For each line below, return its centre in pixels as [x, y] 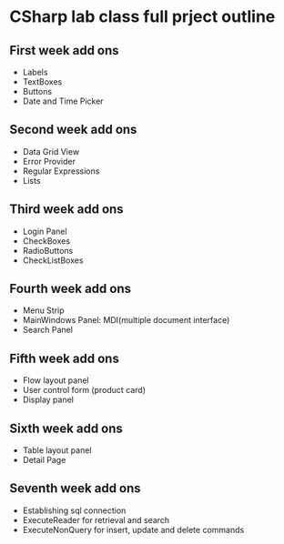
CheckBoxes [46, 241]
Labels [35, 72]
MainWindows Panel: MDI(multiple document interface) [126, 320]
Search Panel [47, 330]
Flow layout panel [56, 380]
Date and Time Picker [63, 101]
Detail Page [44, 460]
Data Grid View [51, 151]
